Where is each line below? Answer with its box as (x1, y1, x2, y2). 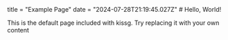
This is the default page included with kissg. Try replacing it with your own (7, 19, 220, 27)
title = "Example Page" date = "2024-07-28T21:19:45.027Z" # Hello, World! (7, 6, 222, 13)
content (7, 26, 30, 34)
